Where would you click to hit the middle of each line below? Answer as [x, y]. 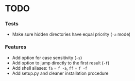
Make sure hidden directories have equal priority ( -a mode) [71, 34]
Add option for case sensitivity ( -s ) [47, 58]
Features [16, 47]
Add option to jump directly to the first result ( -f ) [61, 63]
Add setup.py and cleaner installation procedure [60, 73]
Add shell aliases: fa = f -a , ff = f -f [50, 68]
